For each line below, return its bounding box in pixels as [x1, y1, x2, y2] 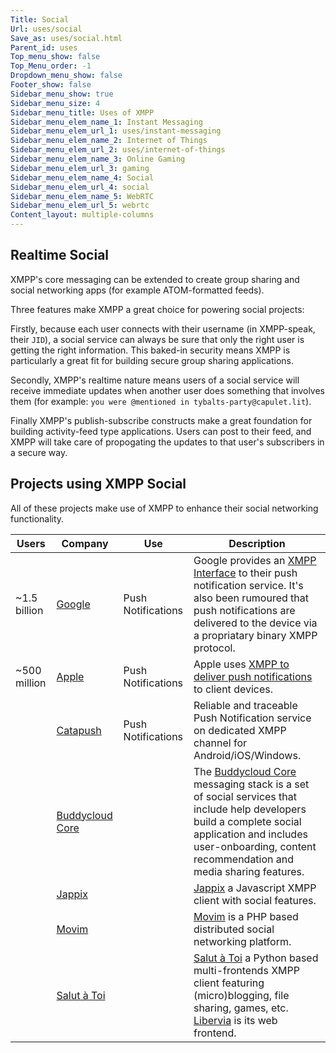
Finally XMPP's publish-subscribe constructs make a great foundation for [10, 414, 313, 426]
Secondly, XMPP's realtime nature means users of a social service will [10, 374, 300, 386]
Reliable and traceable [193, 698, 298, 712]
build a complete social [193, 814, 302, 828]
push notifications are [193, 603, 296, 617]
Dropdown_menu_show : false [10, 71, 123, 81]
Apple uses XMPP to [193, 657, 290, 671]
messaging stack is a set [193, 777, 310, 791]
